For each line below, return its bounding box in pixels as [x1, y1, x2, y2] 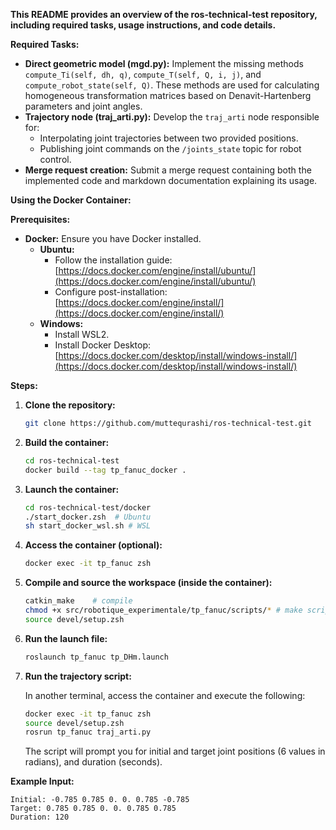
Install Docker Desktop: [54, 339, 152, 351]
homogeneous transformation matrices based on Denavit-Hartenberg [24, 90, 312, 101]
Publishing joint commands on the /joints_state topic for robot [39, 143, 302, 154]
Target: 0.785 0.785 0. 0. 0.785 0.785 [10, 804, 177, 814]
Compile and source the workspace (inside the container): [24, 577, 273, 589]
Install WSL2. [54, 329, 110, 340]
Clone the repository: [24, 399, 116, 411]
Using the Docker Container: [10, 194, 132, 206]
